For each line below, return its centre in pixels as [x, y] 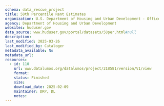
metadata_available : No [29, 50]
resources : [16, 60]
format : [21, 73]
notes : [20, 96]
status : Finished [31, 78]
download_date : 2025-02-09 [41, 87]
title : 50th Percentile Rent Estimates [46, 14]
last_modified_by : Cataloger [35, 46]
